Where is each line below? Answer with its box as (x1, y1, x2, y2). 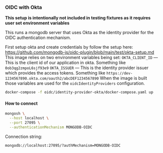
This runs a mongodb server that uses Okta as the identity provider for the (5, 30, 154, 36)
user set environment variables (5, 20, 70, 26)
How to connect (5, 100, 38, 106)
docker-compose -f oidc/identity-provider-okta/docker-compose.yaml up (5, 90, 153, 95)
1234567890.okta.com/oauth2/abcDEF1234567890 (5, 76, 99, 81)
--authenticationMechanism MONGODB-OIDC (9, 125, 92, 130)
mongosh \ (5, 111, 25, 116)
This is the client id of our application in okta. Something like (5, 60, 126, 66)
